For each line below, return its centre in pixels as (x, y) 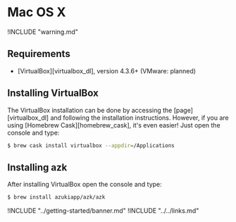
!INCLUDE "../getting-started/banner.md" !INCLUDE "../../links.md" (103, 211)
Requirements (39, 54)
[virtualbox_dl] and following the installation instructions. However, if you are (118, 118)
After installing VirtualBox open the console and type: (85, 185)
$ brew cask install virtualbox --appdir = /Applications (91, 145)
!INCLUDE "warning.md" (43, 32)
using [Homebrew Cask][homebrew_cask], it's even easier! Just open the (114, 125)
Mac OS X (37, 12)
